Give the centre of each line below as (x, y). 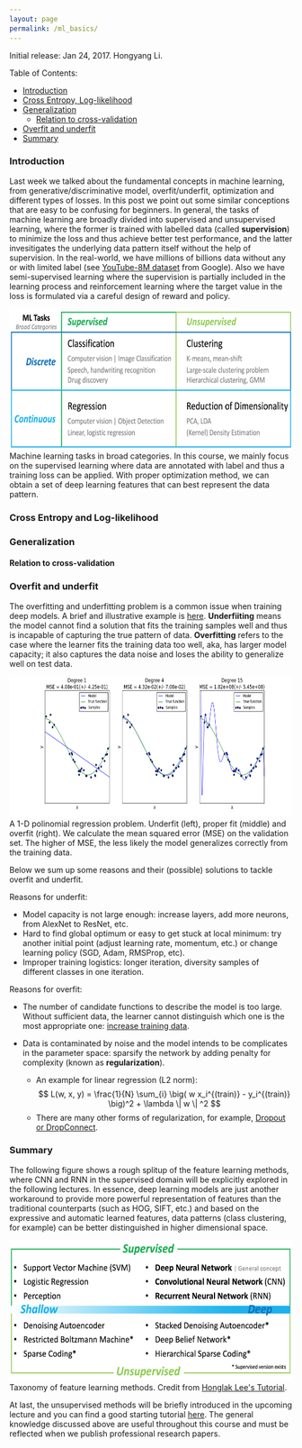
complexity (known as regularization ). (93, 1062)
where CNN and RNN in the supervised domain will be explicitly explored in (148, 1179)
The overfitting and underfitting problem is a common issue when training (146, 606)
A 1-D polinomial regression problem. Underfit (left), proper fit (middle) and (148, 824)
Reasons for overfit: (46, 989)
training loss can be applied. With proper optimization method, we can (139, 475)
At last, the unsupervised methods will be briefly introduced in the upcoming (151, 1405)
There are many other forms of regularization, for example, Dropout (160, 1117)
